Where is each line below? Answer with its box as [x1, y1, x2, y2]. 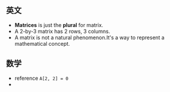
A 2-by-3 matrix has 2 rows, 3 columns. [14, 28, 110, 35]
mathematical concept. [14, 40, 70, 47]
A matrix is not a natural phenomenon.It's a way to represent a [14, 34, 165, 41]
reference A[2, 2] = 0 [14, 74, 69, 81]
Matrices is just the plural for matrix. [14, 21, 103, 28]
